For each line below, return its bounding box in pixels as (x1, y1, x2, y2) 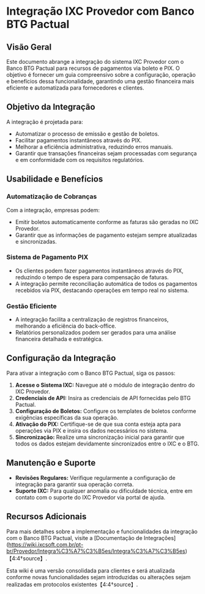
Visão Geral (6, 42, 52, 52)
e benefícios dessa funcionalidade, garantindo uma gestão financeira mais (6, 78, 195, 85)
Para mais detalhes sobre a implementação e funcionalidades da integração (6, 528, 198, 535)
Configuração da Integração (6, 353, 116, 363)
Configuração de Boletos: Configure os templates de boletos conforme (15, 407, 196, 415)
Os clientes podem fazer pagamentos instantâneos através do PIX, (15, 267, 184, 274)
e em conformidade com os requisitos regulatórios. (15, 156, 144, 163)
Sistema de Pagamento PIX (6, 253, 89, 261)
